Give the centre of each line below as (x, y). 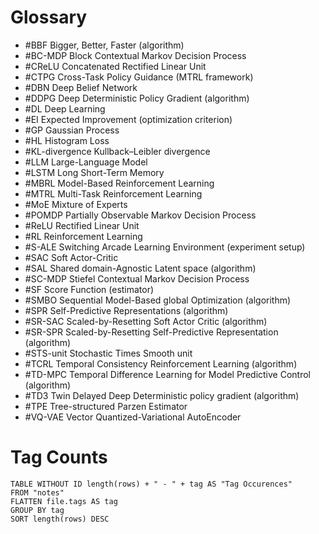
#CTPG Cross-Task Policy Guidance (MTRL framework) (139, 77)
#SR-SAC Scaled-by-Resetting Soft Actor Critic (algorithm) (146, 321)
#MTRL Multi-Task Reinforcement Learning (113, 193)
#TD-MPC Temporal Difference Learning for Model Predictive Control (167, 374)
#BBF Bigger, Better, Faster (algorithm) (104, 45)
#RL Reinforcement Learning (83, 236)
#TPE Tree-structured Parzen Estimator (106, 406)
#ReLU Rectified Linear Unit (82, 225)
